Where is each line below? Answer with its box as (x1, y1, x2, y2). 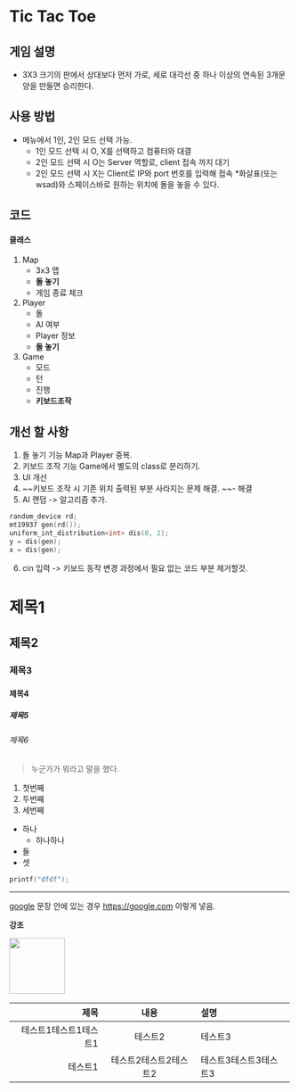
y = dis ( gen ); (9, 537, 62, 546)
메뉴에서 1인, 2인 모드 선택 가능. (21, 134, 133, 145)
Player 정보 (35, 330, 76, 341)
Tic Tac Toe (9, 6, 96, 27)
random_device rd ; (9, 512, 77, 521)
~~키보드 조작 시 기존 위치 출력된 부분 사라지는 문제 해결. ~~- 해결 (21, 484, 253, 494)
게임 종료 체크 (35, 287, 84, 298)
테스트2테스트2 (110, 1055, 172, 1067)
